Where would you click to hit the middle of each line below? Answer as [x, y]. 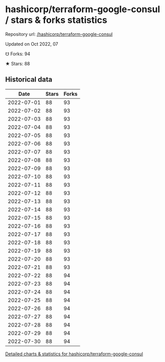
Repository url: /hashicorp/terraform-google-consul [59, 34]
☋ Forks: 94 [18, 54]
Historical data [29, 80]
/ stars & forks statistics [56, 20]
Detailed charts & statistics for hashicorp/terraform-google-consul [74, 354]
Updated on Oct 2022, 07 [32, 44]
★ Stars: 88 [18, 63]
